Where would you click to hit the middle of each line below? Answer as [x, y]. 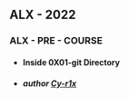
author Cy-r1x [50, 83]
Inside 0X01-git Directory [71, 62]
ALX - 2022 [43, 15]
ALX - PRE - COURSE [56, 41]
